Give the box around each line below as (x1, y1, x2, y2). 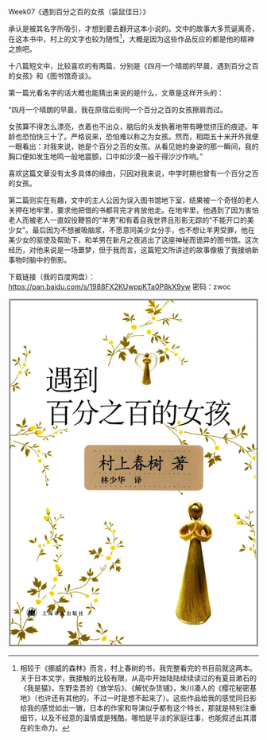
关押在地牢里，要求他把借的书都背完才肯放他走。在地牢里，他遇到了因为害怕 (8, 205, 259, 215)
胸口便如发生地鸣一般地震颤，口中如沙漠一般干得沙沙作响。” (8, 151, 203, 161)
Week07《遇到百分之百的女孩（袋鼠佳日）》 (8, 7, 150, 16)
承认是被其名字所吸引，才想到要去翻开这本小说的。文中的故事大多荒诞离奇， (8, 24, 259, 33)
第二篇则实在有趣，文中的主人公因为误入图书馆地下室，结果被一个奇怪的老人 (8, 195, 259, 204)
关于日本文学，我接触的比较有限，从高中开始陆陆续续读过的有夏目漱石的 (19, 673, 257, 683)
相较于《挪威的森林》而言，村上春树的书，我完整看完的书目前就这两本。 (19, 663, 257, 672)
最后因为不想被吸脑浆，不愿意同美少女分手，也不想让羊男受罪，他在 (32, 225, 256, 235)
